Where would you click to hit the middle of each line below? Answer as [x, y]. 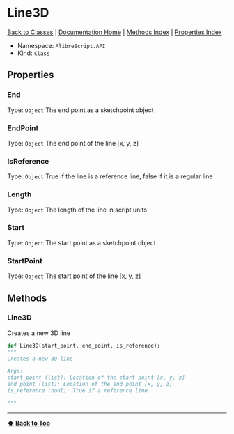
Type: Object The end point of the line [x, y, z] [73, 143]
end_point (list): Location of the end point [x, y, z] [90, 385]
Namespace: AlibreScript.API [61, 45]
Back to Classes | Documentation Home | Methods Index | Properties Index [115, 32]
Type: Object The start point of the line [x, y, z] [74, 276]
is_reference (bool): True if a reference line [78, 391]
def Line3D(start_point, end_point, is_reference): [84, 346]
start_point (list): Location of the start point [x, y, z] [96, 378]
